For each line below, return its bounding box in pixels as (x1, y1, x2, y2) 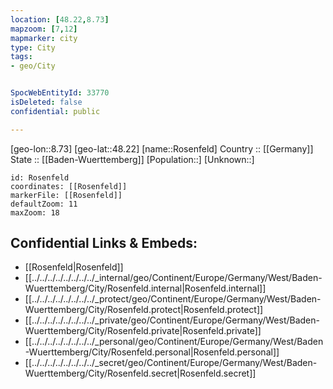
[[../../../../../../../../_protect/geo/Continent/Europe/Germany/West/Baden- (24, 293, 322, 305)
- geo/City (10, 61, 56, 71)
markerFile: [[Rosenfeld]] (10, 190, 123, 200)
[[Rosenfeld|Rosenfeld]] (24, 261, 124, 273)
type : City (10, 42, 56, 53)
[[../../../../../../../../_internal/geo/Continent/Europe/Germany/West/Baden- (24, 272, 323, 284)
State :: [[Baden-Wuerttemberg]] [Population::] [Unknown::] (10, 153, 255, 165)
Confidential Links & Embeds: (10, 235, 198, 252)
